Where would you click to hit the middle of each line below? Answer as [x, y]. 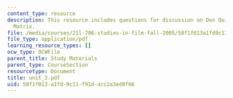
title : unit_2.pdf [34, 78]
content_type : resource [42, 13]
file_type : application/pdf [48, 39]
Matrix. [25, 26]
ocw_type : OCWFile [34, 52]
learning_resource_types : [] [49, 46]
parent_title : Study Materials [52, 59]
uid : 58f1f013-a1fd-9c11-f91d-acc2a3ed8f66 [71, 84]
